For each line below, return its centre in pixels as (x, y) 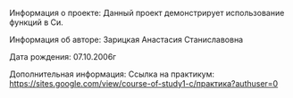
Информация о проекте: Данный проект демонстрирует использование (147, 13)
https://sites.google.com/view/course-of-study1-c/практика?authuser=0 (144, 83)
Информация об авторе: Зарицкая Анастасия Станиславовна (126, 40)
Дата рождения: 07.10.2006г (63, 57)
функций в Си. (37, 22)
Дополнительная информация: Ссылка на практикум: (112, 74)
